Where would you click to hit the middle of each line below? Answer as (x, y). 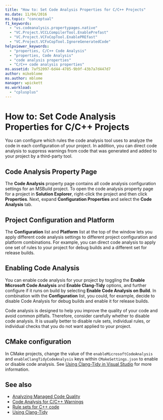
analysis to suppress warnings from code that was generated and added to (81, 151)
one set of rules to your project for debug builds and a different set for (76, 247)
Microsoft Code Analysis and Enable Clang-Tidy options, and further (76, 285)
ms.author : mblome (24, 78)
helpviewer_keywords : (27, 46)
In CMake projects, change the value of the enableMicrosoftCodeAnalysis (79, 354)
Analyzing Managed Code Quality (46, 396)
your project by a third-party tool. (39, 156)
